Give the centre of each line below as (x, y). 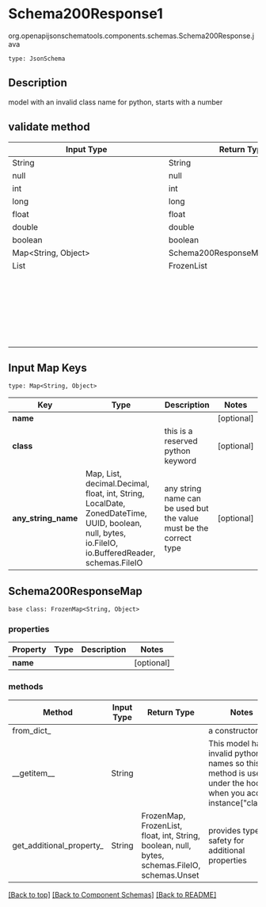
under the (226, 783)
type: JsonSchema (37, 59)
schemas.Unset (170, 875)
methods (26, 687)
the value (182, 518)
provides (225, 830)
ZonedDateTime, (117, 513)
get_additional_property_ (58, 845)
